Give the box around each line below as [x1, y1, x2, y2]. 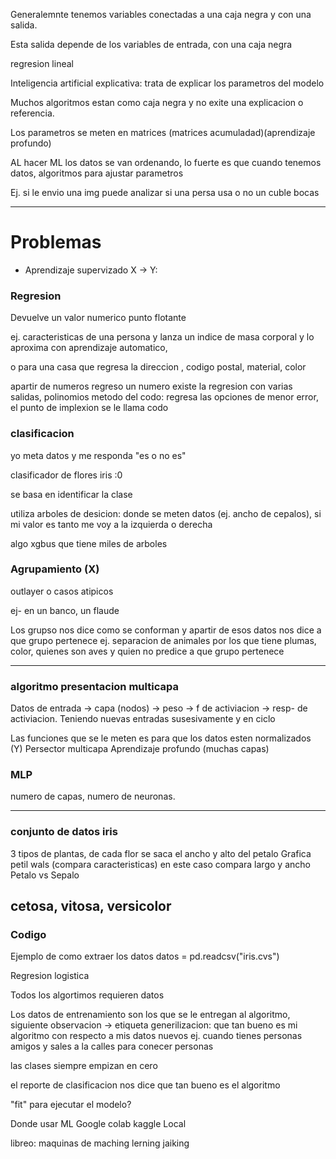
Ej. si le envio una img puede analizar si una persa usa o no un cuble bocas [10, 187, 320, 198]
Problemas [10, 231, 102, 254]
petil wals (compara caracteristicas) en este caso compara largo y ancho [10, 858, 311, 870]
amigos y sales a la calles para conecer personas [10, 1040, 214, 1053]
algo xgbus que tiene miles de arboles [10, 537, 168, 549]
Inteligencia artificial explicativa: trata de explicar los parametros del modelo [10, 77, 325, 89]
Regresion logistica [10, 970, 90, 982]
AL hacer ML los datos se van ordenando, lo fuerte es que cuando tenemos [10, 157, 322, 168]
